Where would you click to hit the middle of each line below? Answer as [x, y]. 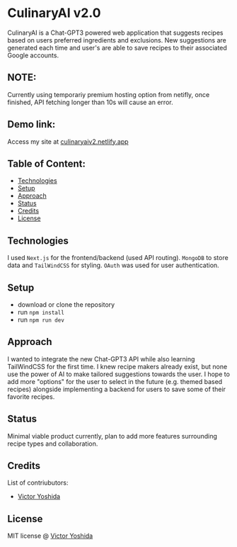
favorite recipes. [31, 396]
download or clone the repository [66, 305]
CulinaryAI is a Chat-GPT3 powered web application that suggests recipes [115, 33]
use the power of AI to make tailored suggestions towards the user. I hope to [118, 374]
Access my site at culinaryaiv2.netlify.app [68, 141]
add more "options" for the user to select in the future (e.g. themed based [115, 381]
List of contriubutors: [38, 483]
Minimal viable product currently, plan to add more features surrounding [112, 436]
